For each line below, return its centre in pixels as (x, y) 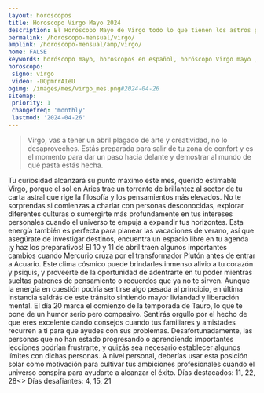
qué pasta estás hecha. (65, 165)
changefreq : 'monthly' (49, 111)
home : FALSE (27, 52)
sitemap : (22, 96)
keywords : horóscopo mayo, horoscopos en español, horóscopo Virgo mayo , (133, 60)
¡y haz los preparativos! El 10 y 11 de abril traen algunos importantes (118, 247)
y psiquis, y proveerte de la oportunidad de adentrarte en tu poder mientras (130, 272)
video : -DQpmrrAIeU (44, 81)
